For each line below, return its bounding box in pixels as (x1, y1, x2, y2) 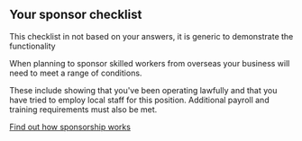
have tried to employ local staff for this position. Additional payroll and (9, 94, 270, 105)
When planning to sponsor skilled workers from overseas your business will (9, 57, 290, 68)
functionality (9, 40, 56, 51)
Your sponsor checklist (9, 7, 142, 22)
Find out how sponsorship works (9, 121, 131, 132)
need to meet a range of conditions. (9, 67, 142, 78)
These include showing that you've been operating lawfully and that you (9, 84, 278, 95)
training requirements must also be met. (9, 103, 158, 115)
